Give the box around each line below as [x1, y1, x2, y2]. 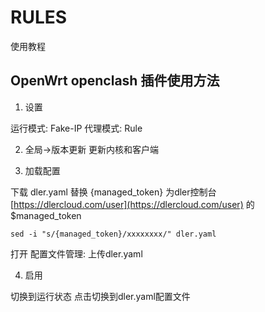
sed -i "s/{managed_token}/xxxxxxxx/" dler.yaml [10, 229, 217, 239]
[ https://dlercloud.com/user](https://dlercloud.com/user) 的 [10, 198, 255, 210]
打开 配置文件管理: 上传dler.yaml [10, 247, 143, 260]
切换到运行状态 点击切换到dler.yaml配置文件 [10, 290, 191, 302]
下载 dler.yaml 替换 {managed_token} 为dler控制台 [10, 186, 217, 198]
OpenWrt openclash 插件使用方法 [10, 72, 220, 90]
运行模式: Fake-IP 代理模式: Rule [10, 122, 143, 134]
